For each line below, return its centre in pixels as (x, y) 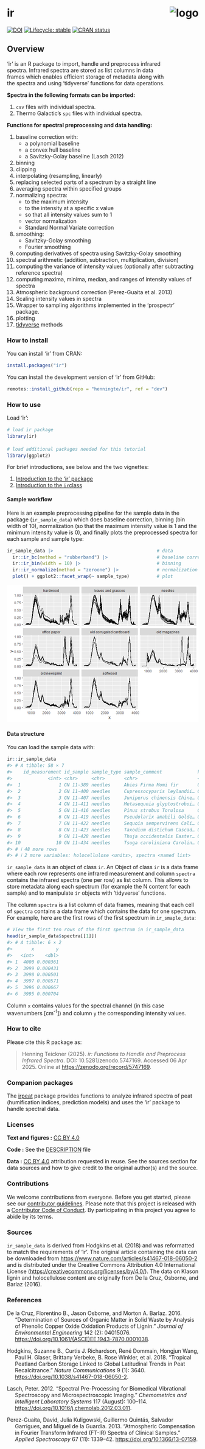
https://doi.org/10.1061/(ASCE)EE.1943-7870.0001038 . (82, 1339)
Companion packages (40, 1082)
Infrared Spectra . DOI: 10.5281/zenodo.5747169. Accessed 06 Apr (104, 1060)
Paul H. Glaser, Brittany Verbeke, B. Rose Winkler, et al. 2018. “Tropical (103, 1358)
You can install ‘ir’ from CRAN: (45, 354)
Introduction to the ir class (49, 485)
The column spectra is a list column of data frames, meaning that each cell (100, 905)
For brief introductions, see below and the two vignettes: (78, 467)
